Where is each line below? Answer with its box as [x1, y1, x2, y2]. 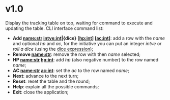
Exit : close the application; [12, 89, 69, 95]
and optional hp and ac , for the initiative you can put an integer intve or [12, 40, 162, 46]
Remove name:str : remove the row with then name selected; [12, 51, 141, 57]
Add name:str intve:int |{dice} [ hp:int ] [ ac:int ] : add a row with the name [12, 35, 165, 41]
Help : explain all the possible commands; [12, 83, 99, 89]
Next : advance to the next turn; [12, 73, 79, 79]
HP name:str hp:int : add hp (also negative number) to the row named [12, 56, 159, 62]
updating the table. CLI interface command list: [5, 25, 104, 31]
